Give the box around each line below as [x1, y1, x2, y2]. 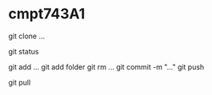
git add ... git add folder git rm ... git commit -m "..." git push [8, 61, 205, 72]
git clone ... [8, 31, 46, 41]
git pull [8, 77, 31, 87]
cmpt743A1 [8, 5, 86, 23]
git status [8, 46, 39, 56]
